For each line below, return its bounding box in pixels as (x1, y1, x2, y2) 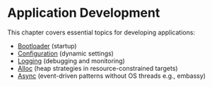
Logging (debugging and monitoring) (17, 56, 125, 65)
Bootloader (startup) (17, 41, 77, 50)
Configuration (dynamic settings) (17, 49, 114, 58)
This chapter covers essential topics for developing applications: (7, 28, 196, 36)
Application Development (7, 5, 160, 21)
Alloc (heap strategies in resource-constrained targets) (17, 64, 178, 72)
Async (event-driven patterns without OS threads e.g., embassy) (17, 72, 206, 80)
